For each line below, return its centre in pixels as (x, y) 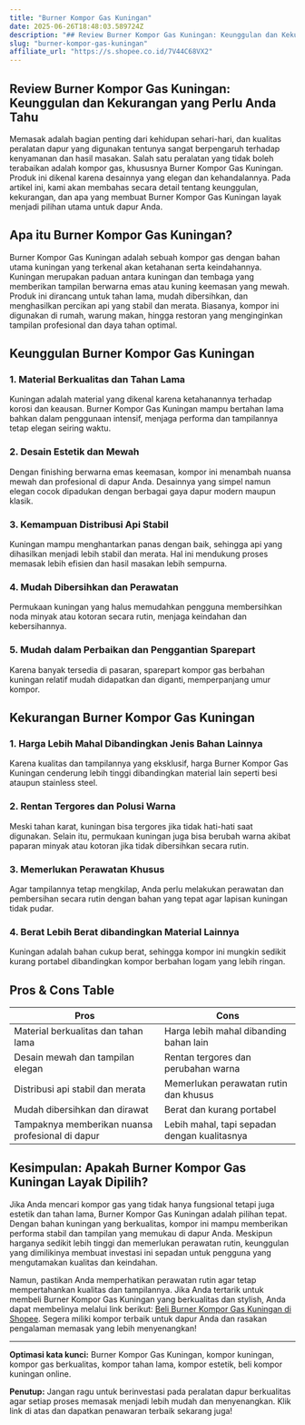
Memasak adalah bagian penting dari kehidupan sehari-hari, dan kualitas (145, 138)
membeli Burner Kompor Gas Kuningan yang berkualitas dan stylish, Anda (148, 1299)
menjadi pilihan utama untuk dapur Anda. (86, 207)
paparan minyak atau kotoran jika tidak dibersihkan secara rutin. (129, 845)
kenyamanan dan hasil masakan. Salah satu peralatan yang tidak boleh (142, 158)
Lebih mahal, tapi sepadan (221, 1125)
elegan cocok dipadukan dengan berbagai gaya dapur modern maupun (143, 491)
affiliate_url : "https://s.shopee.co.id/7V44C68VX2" (111, 52)
